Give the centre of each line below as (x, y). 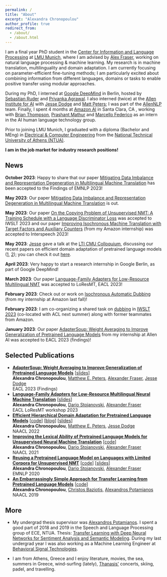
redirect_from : (21, 28)
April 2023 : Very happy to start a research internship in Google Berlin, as (80, 264)
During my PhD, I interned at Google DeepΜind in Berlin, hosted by (74, 93)
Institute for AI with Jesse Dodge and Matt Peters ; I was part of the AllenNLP (83, 104)
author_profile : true (28, 24)
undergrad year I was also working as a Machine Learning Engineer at (84, 544)
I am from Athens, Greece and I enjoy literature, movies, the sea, (78, 559)
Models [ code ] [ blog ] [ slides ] (42, 420)
